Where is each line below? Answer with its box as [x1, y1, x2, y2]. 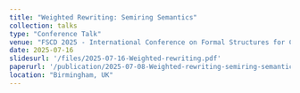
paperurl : [9, 63, 46, 72]
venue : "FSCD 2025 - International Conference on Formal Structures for [9, 37, 286, 47]
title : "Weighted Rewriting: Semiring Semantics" [9, 12, 198, 22]
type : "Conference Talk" [9, 29, 102, 38]
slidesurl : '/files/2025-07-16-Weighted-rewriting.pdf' [9, 54, 221, 63]
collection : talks [9, 21, 78, 30]
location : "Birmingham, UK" [9, 71, 114, 80]
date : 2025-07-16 [9, 46, 74, 55]
